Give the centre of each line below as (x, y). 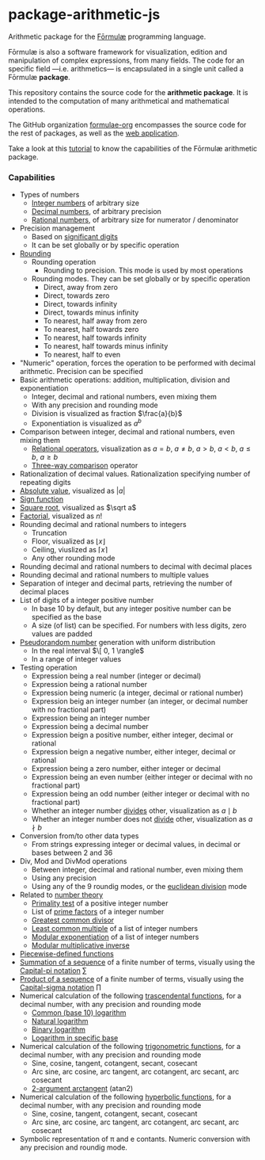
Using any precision (64, 878)
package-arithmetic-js (84, 15)
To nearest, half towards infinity (95, 338)
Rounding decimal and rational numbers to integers (103, 524)
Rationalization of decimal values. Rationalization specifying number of (135, 474)
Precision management (57, 228)
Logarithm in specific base (75, 1038)
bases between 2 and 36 (72, 853)
